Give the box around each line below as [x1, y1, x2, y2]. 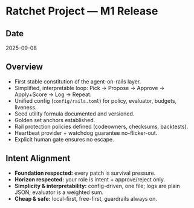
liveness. [14, 103, 37, 111]
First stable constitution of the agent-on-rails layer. [14, 77, 141, 85]
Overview [5, 62, 44, 72]
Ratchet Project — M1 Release [5, 4, 158, 18]
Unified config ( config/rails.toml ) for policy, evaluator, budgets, [14, 97, 177, 104]
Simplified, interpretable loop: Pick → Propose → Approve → [14, 84, 165, 91]
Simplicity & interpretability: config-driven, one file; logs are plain [14, 182, 180, 189]
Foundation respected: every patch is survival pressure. [14, 169, 156, 177]
